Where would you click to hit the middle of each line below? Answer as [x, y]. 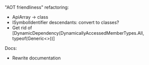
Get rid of [22, 28]
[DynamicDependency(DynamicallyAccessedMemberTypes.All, [78, 33]
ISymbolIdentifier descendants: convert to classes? [66, 22]
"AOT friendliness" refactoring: [37, 7]
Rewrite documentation [36, 58]
